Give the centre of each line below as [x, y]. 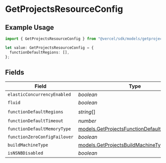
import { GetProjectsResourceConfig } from [51, 39]
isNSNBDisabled [25, 153]
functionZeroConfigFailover [41, 137]
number [87, 121]
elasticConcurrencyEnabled [39, 95]
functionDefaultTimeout [36, 121]
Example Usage [30, 27]
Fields [15, 72]
